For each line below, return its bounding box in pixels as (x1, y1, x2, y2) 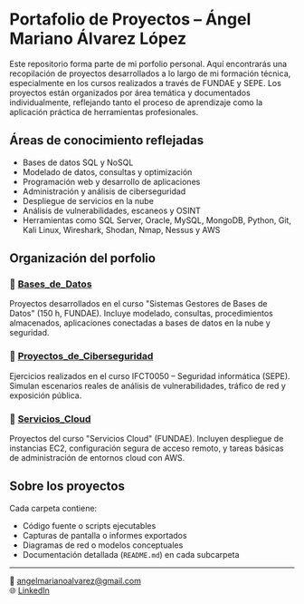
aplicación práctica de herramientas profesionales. (9, 106, 199, 117)
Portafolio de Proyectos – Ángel (9, 9, 252, 30)
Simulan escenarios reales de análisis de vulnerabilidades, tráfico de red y (9, 380, 287, 391)
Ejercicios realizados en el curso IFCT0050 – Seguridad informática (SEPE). (9, 370, 291, 381)
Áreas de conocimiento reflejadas (9, 132, 204, 149)
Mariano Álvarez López (9, 28, 187, 49)
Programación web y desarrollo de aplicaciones (22, 176, 201, 187)
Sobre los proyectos (9, 479, 125, 494)
